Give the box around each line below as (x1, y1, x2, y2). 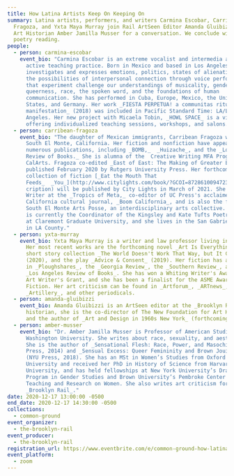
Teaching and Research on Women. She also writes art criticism (25, 380, 217, 387)
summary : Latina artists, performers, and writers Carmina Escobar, (7, 17, 210, 24)
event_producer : (7, 432, 54, 439)
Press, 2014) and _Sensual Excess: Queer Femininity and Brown (25, 348, 214, 355)
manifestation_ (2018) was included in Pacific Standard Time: (25, 107, 214, 114)
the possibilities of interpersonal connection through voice (25, 75, 210, 82)
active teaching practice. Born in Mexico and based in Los (25, 62, 204, 69)
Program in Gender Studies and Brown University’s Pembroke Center (25, 373, 226, 380)
